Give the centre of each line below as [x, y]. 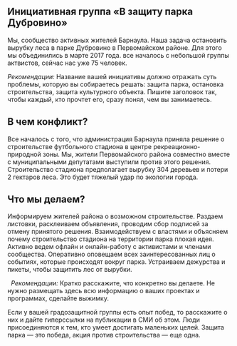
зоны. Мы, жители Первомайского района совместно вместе [136, 154]
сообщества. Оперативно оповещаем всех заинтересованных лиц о [111, 254]
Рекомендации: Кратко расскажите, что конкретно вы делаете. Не [113, 283]
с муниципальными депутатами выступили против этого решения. [109, 162]
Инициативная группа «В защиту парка [100, 12]
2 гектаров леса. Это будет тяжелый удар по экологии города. [103, 177]
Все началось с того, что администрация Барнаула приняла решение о [116, 139]
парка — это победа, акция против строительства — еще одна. [104, 335]
